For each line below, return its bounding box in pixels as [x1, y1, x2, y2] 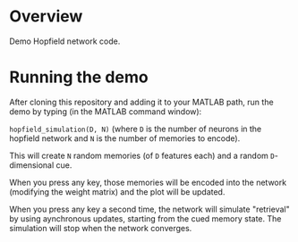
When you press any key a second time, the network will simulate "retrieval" [9, 204, 290, 214]
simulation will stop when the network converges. [9, 222, 192, 233]
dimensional [9, 159, 55, 171]
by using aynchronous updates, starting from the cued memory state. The [9, 213, 282, 224]
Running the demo [9, 67, 149, 88]
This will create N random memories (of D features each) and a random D [9, 150, 275, 161]
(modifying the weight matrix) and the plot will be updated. [9, 186, 226, 197]
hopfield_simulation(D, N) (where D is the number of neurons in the [9, 123, 262, 134]
